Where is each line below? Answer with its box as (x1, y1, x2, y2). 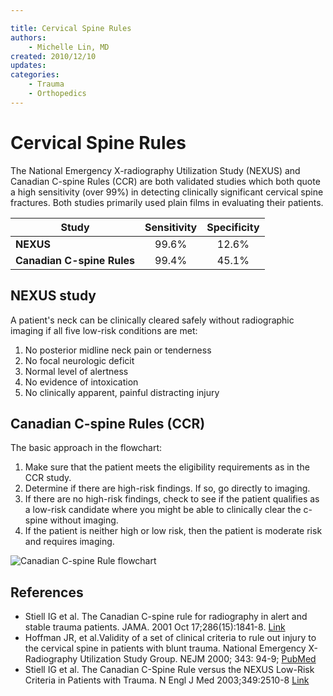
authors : (10, 32, 47, 43)
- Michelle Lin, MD (28, 42, 110, 52)
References (10, 584, 84, 601)
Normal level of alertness (24, 365, 129, 377)
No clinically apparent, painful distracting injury (24, 386, 220, 398)
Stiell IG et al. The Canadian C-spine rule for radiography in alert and (24, 611, 308, 623)
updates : (10, 61, 47, 71)
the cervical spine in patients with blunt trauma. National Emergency (24, 642, 307, 655)
